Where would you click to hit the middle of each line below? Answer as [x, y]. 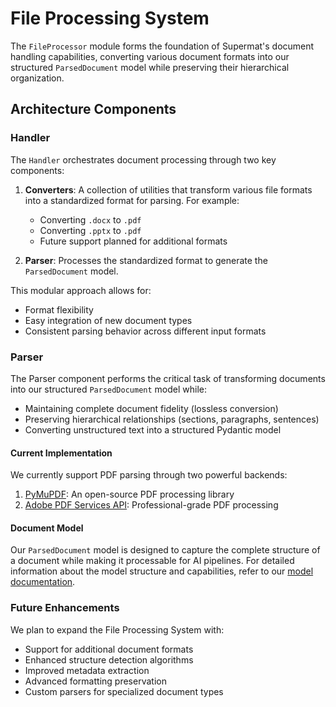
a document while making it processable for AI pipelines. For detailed [152, 561]
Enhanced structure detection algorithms [109, 659]
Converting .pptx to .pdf [90, 230]
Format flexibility [59, 309]
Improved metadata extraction [87, 670]
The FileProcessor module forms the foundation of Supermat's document [162, 46]
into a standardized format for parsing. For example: [132, 200]
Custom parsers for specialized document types [124, 691]
